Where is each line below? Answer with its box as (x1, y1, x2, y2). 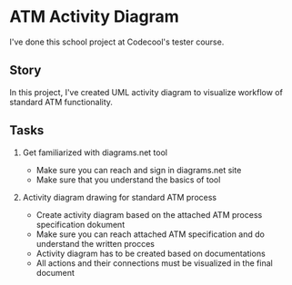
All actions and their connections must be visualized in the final (35, 257, 273, 269)
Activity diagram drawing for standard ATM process (22, 192, 216, 202)
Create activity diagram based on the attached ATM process (35, 209, 263, 220)
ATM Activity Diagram (9, 6, 179, 27)
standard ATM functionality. (9, 96, 114, 107)
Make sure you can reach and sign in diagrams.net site (35, 164, 242, 175)
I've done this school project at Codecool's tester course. (9, 36, 225, 47)
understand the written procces (35, 238, 155, 249)
